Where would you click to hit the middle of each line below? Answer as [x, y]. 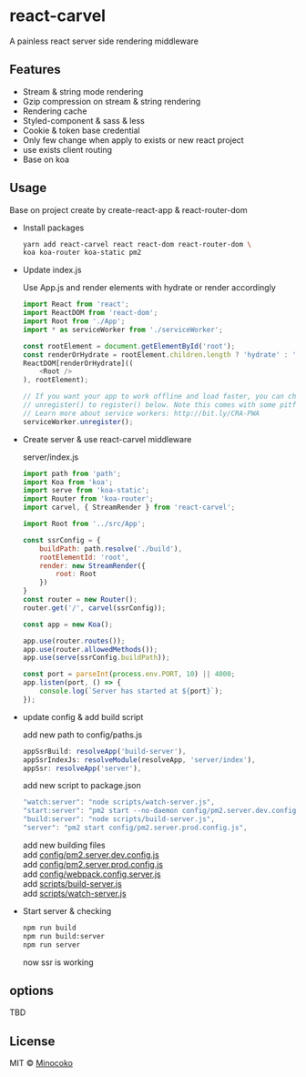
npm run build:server [63, 936]
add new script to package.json [82, 786]
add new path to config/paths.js [82, 735]
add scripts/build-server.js [72, 883]
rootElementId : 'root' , [84, 557]
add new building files [64, 845]
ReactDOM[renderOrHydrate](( [78, 363]
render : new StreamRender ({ [92, 565]
